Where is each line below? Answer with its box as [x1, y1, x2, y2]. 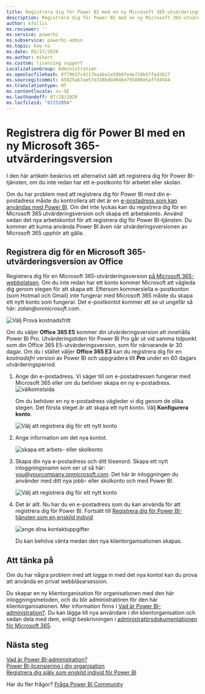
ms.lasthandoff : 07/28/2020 [6, 94, 78, 100]
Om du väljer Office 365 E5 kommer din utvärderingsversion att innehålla [6, 329, 190, 336]
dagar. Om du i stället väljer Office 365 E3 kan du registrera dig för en [6, 348, 182, 356]
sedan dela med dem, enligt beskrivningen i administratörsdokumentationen [6, 615, 198, 623]
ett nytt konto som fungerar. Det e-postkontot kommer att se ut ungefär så [6, 298, 193, 306]
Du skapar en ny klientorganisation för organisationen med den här [6, 590, 174, 597]
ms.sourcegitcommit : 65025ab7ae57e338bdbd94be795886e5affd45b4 [6, 77, 171, 83]
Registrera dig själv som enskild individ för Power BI [6, 669, 137, 676]
